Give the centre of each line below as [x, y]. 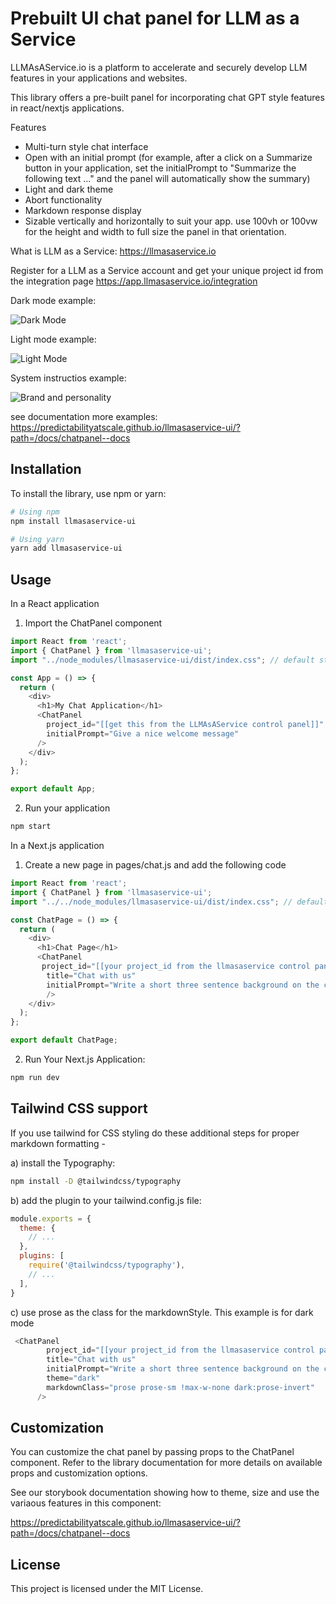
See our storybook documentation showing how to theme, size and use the [165, 1493]
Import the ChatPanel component [93, 623]
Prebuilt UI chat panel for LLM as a [155, 18]
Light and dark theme [69, 189]
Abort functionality [63, 199]
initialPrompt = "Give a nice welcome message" [143, 733]
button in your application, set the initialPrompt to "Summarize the [160, 168]
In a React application [55, 604]
